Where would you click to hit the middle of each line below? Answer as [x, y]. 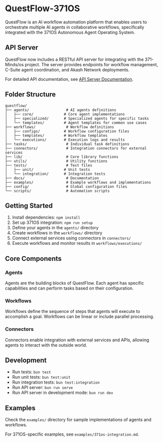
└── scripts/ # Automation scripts [57, 191]
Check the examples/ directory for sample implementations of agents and [78, 420]
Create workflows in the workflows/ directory [57, 233]
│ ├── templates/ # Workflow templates [56, 135]
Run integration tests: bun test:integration [56, 382]
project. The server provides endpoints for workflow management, [91, 64]
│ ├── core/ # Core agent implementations [65, 114]
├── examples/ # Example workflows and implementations [78, 182]
